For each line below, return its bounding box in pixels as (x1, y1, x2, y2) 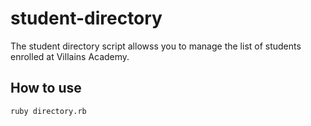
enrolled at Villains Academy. (10, 50, 130, 62)
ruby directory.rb (10, 106, 87, 116)
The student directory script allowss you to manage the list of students (10, 40, 302, 52)
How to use (10, 80, 82, 97)
